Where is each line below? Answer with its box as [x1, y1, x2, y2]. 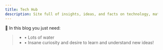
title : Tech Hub [5, 7, 38, 12]
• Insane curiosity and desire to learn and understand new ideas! [24, 39, 154, 45]
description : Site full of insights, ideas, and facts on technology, [5, 12, 151, 17]
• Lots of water [24, 34, 55, 40]
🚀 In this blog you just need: [5, 25, 61, 31]
